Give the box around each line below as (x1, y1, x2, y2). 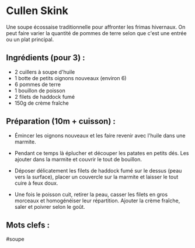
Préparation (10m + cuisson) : (6, 116, 116, 126)
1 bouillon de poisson (14, 87, 65, 94)
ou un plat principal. (6, 36, 54, 43)
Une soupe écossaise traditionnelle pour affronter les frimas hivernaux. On (6, 23, 186, 30)
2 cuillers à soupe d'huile (14, 68, 75, 75)
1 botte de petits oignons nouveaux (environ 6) (14, 74, 127, 81)
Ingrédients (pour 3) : (6, 53, 86, 63)
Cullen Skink (6, 4, 68, 18)
